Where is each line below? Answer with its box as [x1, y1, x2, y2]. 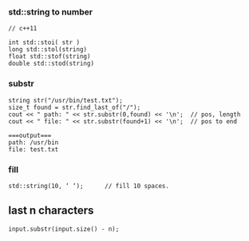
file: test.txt [8, 145, 59, 154]
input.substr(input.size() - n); [8, 225, 120, 233]
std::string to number [8, 6, 93, 18]
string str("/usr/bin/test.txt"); [8, 96, 124, 104]
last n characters [8, 203, 94, 218]
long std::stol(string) [8, 46, 88, 54]
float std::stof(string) [8, 53, 91, 61]
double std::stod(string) [8, 59, 94, 68]
